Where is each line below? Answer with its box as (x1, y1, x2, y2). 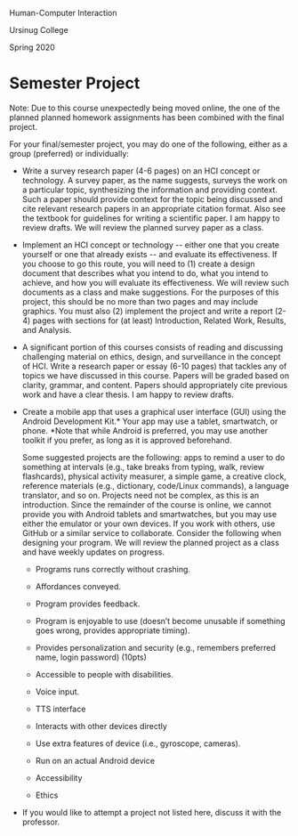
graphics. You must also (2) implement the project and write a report (21, 305, 273, 316)
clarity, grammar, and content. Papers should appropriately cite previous (21, 379, 287, 390)
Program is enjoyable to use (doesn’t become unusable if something (35, 615, 286, 626)
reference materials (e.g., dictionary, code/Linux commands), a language (21, 480, 290, 491)
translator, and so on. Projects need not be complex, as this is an (21, 490, 260, 500)
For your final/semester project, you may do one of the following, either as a (9, 138, 287, 150)
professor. (21, 816, 60, 827)
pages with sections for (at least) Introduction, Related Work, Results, (32, 315, 286, 326)
